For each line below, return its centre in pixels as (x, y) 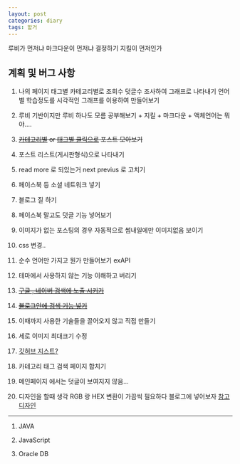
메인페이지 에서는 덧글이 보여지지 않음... (73, 381)
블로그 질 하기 (37, 200)
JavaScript (34, 440)
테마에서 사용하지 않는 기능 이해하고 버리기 (78, 275)
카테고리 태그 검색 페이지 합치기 (62, 367)
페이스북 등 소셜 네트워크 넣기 (59, 185)
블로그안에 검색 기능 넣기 (53, 306)
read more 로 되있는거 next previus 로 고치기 (82, 170)
